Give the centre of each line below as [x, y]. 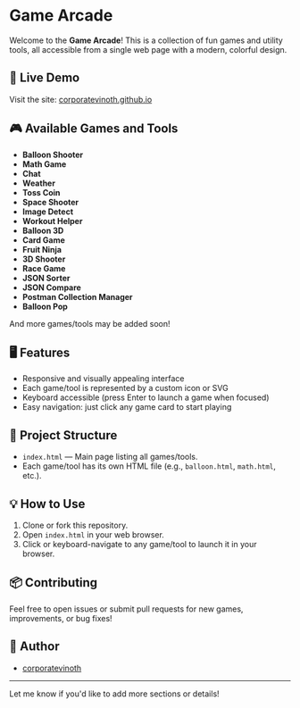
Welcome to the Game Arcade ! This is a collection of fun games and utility [146, 40]
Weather [39, 183]
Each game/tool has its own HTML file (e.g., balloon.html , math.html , [149, 466]
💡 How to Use [47, 504]
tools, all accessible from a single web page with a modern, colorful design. [148, 49]
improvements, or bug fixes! [61, 618]
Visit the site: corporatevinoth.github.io [81, 99]
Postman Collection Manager [77, 296]
